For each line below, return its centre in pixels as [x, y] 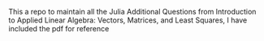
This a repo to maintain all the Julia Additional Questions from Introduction [132, 12]
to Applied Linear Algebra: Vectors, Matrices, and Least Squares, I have [128, 20]
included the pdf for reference [59, 29]
